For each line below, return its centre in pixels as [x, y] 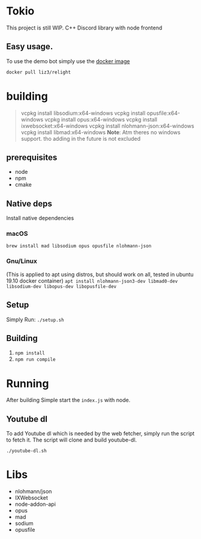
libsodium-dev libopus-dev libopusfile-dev [61, 286]
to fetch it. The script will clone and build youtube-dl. [71, 440]
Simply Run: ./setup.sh [35, 319]
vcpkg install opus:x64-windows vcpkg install [101, 119]
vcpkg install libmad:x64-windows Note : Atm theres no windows [101, 132]
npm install [30, 353]
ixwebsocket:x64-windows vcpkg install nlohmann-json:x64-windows [107, 126]
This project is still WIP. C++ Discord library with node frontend [84, 28]
